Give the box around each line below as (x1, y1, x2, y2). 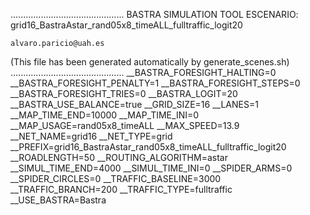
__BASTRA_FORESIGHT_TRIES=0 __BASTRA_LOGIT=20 (10, 88, 238, 99)
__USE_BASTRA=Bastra (10, 194, 107, 206)
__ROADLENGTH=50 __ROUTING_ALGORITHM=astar (10, 152, 228, 163)
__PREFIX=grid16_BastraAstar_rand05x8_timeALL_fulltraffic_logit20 (10, 141, 287, 153)
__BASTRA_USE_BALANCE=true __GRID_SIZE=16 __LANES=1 (10, 99, 259, 110)
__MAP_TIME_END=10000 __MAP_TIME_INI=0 (10, 109, 200, 121)
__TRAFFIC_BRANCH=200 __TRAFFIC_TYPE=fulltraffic (10, 184, 233, 195)
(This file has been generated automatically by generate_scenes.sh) (10, 56, 290, 68)
